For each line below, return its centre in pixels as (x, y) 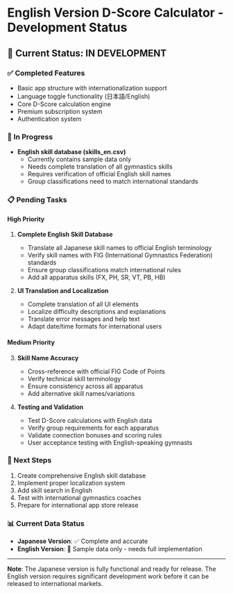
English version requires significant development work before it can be (108, 576)
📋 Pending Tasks (37, 200)
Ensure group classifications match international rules (104, 270)
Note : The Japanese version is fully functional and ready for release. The (112, 569)
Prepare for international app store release (78, 505)
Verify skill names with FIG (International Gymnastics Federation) (120, 256)
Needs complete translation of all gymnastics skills (100, 167)
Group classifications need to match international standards (113, 181)
